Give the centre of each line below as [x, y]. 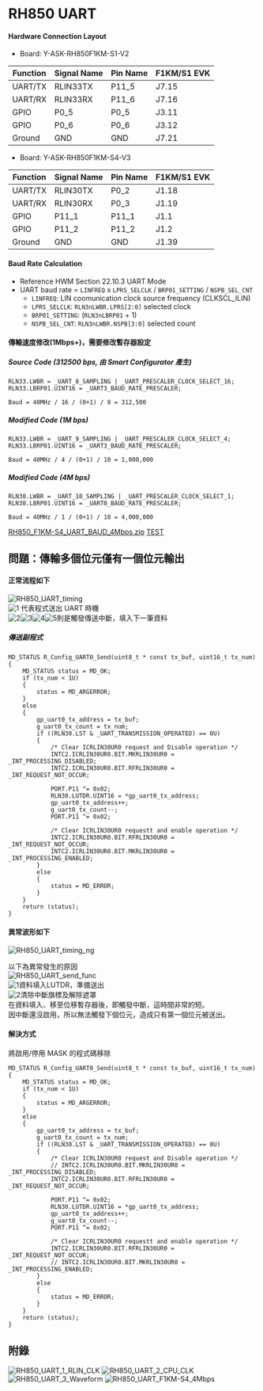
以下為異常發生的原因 [43, 966]
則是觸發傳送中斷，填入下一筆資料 [112, 618]
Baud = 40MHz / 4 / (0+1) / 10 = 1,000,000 [81, 460]
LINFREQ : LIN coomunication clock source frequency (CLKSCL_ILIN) [141, 298]
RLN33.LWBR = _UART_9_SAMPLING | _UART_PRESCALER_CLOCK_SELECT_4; [120, 439]
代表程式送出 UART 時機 [60, 608]
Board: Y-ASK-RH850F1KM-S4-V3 [75, 158]
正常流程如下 [29, 581]
